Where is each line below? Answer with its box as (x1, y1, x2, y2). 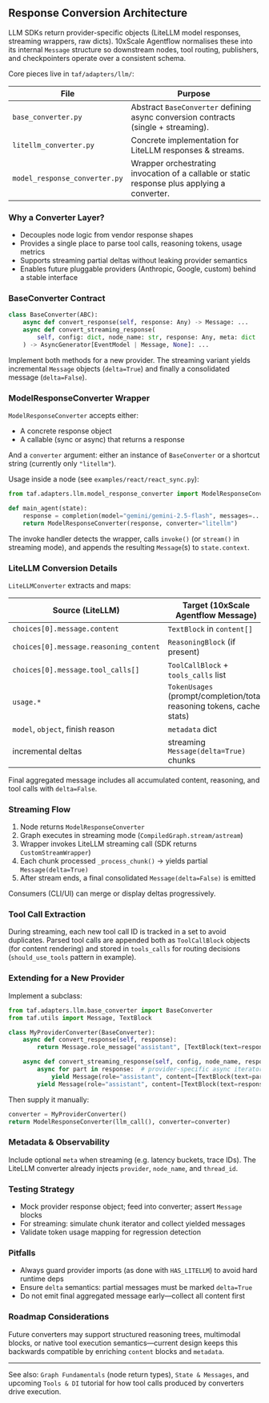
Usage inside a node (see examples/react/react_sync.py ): (8, 474, 199, 484)
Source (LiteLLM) (52, 604, 120, 616)
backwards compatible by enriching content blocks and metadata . (8, 1346, 224, 1356)
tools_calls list (167, 669, 227, 681)
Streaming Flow (8, 803, 70, 815)
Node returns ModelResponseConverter (19, 822, 146, 832)
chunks (167, 754, 196, 766)
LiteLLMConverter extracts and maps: (8, 580, 131, 590)
